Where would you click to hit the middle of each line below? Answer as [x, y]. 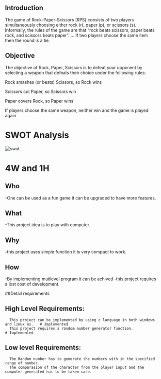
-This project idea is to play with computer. [48, 225]
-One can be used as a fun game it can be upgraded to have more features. [80, 198]
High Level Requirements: [45, 309]
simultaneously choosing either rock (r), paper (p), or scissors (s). [71, 25]
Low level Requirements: [43, 348]
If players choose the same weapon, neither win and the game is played [77, 110]
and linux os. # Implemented [37, 324]
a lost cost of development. [32, 284]
